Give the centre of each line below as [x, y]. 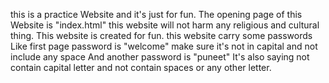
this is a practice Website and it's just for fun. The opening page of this [156, 14]
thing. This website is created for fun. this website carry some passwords [161, 35]
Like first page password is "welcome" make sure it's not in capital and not [164, 46]
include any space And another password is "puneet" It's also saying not [160, 57]
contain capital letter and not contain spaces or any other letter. [141, 67]
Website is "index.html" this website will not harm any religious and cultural [165, 25]
